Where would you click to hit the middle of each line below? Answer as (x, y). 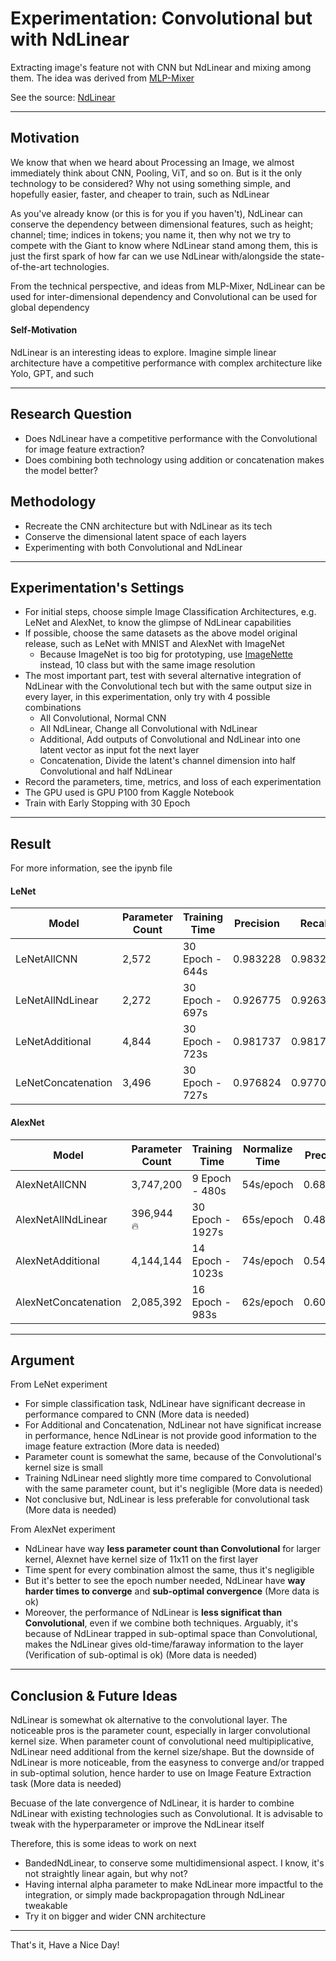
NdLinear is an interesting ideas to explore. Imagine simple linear (143, 352)
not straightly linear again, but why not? (106, 1874)
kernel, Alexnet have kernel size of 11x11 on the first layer (141, 1559)
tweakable (46, 1906)
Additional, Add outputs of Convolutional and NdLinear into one (170, 739)
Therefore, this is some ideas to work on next (103, 1844)
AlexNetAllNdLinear (61, 1219)
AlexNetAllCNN (51, 1184)
